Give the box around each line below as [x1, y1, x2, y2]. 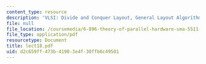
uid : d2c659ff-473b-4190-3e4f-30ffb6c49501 [6, 49, 120, 55]
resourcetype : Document [6, 37, 67, 43]
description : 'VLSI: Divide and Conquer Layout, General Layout [6, 15, 174, 21]
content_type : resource [6, 9, 67, 15]
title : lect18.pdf [6, 43, 53, 49]
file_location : [6, 26, 45, 32]
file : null [6, 20, 34, 26]
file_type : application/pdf [6, 32, 78, 38]
